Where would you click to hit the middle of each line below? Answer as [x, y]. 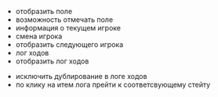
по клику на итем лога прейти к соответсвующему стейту [113, 84]
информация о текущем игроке [68, 28]
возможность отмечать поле [64, 20]
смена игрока [39, 36]
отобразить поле [44, 11]
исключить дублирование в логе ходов [81, 76]
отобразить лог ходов [52, 61]
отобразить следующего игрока [69, 45]
